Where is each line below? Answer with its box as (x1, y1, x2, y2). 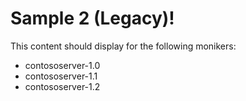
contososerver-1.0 (24, 59, 101, 71)
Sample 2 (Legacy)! (10, 7, 175, 30)
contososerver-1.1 (24, 70, 98, 82)
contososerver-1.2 (24, 80, 101, 92)
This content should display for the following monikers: (10, 40, 237, 52)
